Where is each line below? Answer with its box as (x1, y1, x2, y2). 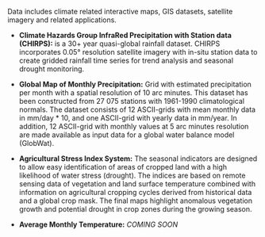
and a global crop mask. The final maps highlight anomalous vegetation (18, 196, 253, 205)
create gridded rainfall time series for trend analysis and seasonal (18, 55, 234, 65)
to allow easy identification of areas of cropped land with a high (18, 162, 228, 171)
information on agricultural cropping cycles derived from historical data (18, 188, 252, 197)
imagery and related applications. (7, 15, 117, 25)
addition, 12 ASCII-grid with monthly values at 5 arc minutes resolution (18, 122, 249, 131)
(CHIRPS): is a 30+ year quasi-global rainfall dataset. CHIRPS (18, 39, 221, 48)
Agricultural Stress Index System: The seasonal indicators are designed (18, 154, 258, 163)
